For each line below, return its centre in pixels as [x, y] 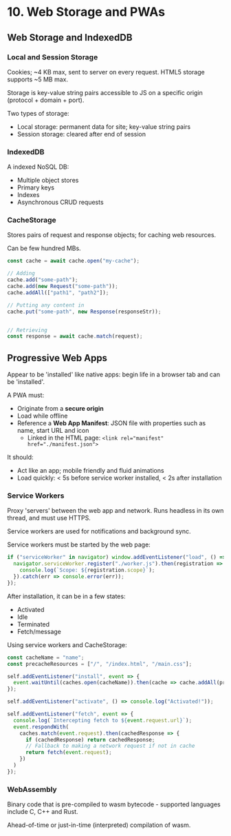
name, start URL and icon [53, 431]
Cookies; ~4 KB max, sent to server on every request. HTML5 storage [106, 72]
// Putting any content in [46, 305]
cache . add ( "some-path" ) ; [43, 280]
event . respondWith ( [41, 727]
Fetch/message [39, 631]
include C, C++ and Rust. [43, 812]
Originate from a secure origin [60, 409]
